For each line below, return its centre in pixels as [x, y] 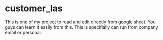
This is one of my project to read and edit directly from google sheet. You [80, 22]
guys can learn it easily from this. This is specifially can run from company [81, 27]
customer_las [34, 9]
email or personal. [24, 32]
